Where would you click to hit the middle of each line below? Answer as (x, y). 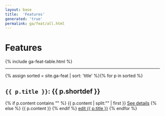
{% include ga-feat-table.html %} (39, 62)
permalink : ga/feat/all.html (35, 23)
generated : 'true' (24, 19)
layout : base (18, 10)
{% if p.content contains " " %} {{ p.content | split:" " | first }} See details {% (81, 103)
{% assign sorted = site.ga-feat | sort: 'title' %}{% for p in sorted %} (74, 76)
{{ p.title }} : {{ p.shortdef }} (53, 91)
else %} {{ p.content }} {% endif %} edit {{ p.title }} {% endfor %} (71, 108)
